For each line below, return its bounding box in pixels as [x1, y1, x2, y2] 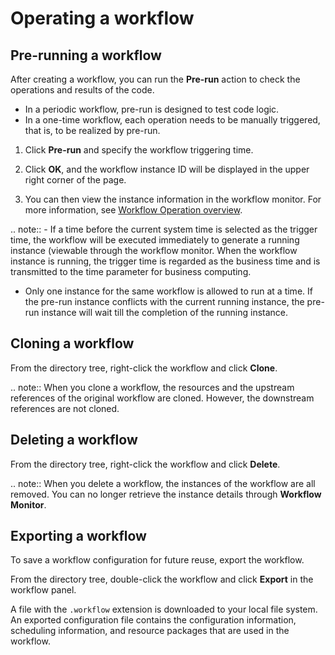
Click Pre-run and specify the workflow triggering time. [24, 144, 254, 156]
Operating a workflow [10, 7, 195, 30]
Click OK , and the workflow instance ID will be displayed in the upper [24, 163, 310, 175]
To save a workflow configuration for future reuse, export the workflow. [10, 554, 305, 566]
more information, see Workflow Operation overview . [24, 204, 243, 216]
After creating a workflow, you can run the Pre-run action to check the [10, 73, 301, 85]
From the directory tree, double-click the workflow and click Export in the [10, 573, 314, 586]
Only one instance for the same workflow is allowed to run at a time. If [24, 285, 313, 297]
